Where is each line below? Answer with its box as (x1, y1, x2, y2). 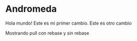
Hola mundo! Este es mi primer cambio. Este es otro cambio (5, 20, 132, 26)
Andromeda (5, 3, 57, 15)
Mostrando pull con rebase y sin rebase (5, 30, 89, 36)
